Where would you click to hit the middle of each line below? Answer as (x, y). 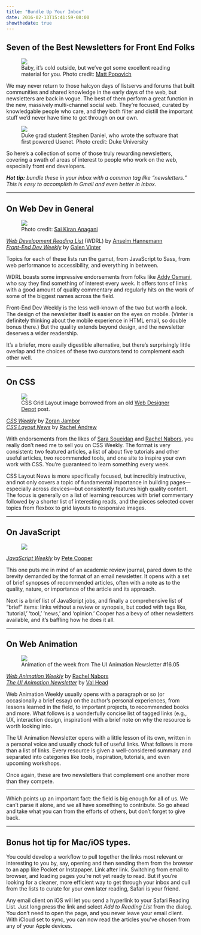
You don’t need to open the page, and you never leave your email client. (95, 913)
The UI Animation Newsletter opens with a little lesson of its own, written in (99, 738)
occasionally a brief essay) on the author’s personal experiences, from (93, 701)
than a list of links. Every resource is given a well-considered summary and (99, 751)
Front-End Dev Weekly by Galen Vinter (54, 247)
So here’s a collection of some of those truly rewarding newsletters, (89, 153)
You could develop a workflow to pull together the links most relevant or (95, 857)
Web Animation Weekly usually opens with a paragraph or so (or (85, 694)
